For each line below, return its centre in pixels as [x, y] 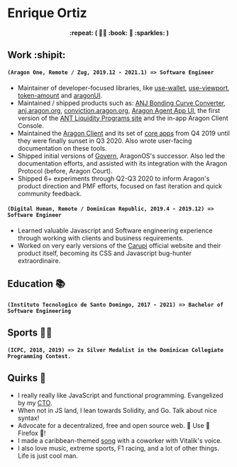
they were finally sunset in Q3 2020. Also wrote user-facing [105, 141]
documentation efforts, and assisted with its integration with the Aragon [122, 163]
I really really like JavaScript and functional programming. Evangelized [120, 395]
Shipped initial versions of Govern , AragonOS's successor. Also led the [121, 156]
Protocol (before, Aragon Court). [65, 171]
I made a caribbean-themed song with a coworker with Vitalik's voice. [120, 440]
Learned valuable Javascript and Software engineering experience [115, 230]
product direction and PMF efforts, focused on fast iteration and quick [120, 186]
